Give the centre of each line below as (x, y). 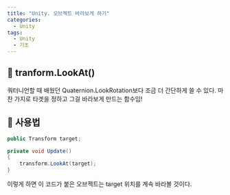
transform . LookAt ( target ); (58, 164)
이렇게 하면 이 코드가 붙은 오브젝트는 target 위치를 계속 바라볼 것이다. (100, 184)
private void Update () (39, 151)
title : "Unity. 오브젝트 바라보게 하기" (58, 13)
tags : (15, 32)
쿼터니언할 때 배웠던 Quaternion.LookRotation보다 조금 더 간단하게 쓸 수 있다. (112, 90)
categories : (24, 20)
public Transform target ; (44, 139)
